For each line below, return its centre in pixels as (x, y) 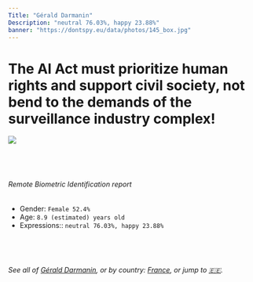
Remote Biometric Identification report (70, 184)
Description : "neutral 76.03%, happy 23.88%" (84, 23)
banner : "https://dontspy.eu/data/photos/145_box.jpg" (100, 30)
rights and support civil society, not (126, 85)
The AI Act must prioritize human (118, 69)
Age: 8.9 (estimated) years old (72, 217)
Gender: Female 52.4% (55, 208)
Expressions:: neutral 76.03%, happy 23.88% (92, 225)
